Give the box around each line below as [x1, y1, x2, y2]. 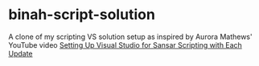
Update [8, 49, 34, 58]
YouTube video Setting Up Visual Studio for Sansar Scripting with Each [8, 40, 243, 49]
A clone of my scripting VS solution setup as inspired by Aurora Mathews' [8, 32, 253, 41]
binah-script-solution [8, 6, 155, 24]
